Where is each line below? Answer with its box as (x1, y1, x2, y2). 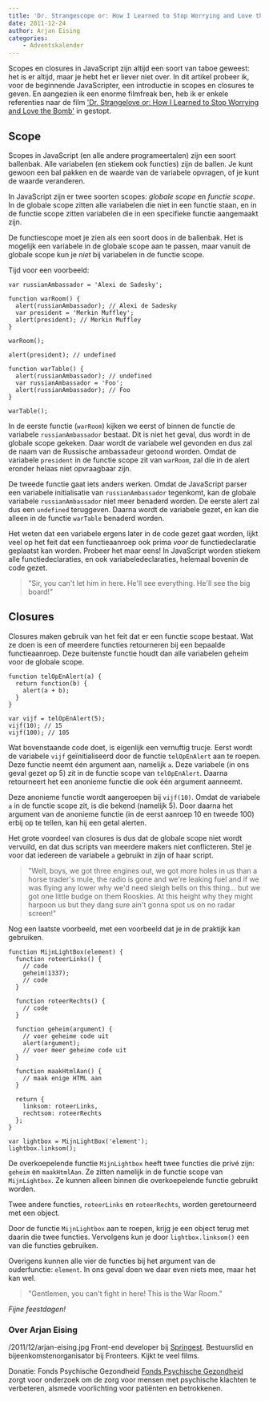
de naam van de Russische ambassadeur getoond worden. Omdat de (8, 446, 237, 456)
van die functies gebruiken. (8, 1240, 98, 1250)
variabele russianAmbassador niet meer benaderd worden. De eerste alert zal (8, 496, 260, 506)
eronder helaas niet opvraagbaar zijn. (8, 463, 132, 473)
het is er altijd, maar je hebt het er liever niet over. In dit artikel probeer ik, (8, 72, 250, 82)
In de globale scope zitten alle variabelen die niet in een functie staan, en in (8, 200, 257, 209)
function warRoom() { (8, 294, 81, 303)
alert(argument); (22, 1039, 81, 1047)
